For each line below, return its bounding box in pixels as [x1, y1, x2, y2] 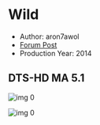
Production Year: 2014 [19, 48, 92, 58]
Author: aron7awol [19, 32, 80, 41]
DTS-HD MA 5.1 [8, 71, 85, 85]
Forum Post [19, 40, 57, 49]
